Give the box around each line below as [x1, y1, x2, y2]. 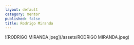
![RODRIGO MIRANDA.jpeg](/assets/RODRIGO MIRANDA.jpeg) [5, 34, 130, 40]
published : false [5, 16, 40, 21]
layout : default [5, 7, 38, 12]
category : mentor [5, 12, 40, 17]
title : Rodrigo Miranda [5, 21, 54, 26]
